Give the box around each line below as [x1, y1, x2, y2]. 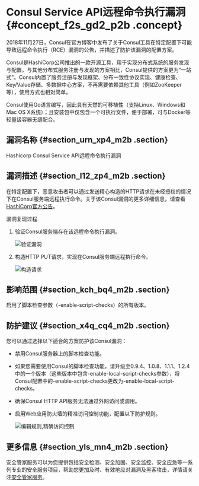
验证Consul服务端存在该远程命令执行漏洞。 [14, 228, 120, 235]
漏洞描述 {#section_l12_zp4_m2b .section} [6, 171, 166, 181]
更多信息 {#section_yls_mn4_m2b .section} [6, 441, 169, 452]
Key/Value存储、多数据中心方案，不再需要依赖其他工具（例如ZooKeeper [6, 81, 182, 88]
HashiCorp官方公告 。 [6, 202, 59, 209]
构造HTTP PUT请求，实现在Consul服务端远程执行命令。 [14, 253, 152, 260]
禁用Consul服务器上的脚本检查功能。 [14, 350, 105, 357]
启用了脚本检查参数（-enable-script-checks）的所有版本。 [6, 301, 150, 309]
